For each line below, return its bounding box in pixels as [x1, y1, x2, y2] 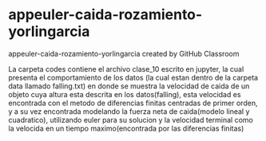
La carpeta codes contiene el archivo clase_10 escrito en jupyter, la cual [8, 64, 244, 73]
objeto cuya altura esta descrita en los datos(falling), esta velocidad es [8, 89, 241, 99]
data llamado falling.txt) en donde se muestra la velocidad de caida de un [8, 81, 250, 91]
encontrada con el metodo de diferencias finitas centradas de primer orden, [8, 98, 258, 108]
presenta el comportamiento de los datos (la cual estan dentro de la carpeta [8, 72, 258, 82]
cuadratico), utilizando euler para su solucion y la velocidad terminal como [8, 115, 253, 124]
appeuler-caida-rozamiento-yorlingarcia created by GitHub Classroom [8, 49, 240, 58]
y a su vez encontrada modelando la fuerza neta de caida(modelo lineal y [8, 106, 250, 116]
